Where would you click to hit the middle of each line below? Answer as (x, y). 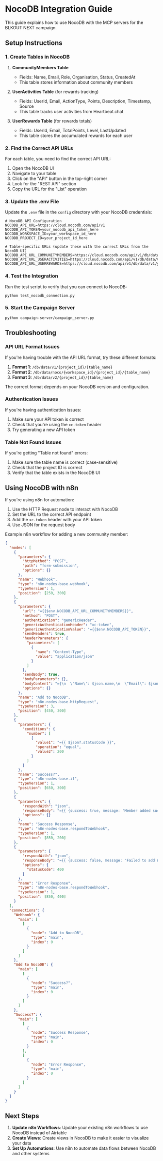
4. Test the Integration (32, 276)
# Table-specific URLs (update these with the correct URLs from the (77, 247)
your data (22, 1143)
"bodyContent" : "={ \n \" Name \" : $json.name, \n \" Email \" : (84, 684)
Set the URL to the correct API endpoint (51, 514)
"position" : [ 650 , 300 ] (42, 788)
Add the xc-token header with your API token (57, 519)
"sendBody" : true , (41, 675)
